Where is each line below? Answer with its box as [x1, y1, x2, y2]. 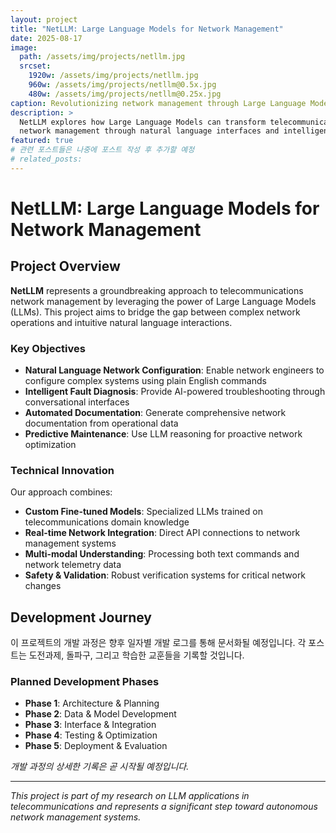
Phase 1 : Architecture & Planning [24, 697, 160, 710]
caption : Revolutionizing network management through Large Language [10, 98, 307, 108]
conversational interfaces [24, 396, 130, 408]
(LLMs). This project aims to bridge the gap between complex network [10, 306, 301, 318]
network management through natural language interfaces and [19, 126, 280, 136]
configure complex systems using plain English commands [24, 375, 267, 387]
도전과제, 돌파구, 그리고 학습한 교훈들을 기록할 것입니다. [28, 649, 245, 661]
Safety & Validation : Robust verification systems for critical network [24, 569, 307, 581]
